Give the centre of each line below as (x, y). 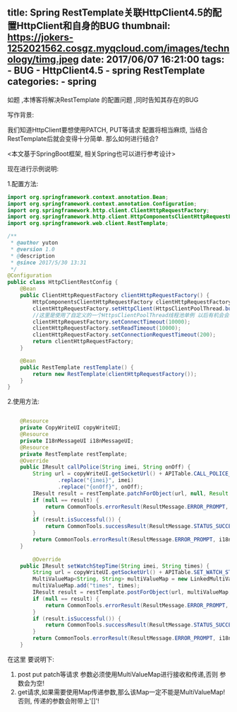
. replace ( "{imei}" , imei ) (96, 481)
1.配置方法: (23, 183)
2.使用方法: (24, 401)
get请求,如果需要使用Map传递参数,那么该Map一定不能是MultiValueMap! (121, 691)
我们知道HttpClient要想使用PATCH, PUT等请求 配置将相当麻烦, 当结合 (108, 130)
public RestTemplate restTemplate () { (77, 367)
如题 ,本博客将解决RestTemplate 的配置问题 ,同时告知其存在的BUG (103, 99)
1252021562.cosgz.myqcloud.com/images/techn (119, 48)
